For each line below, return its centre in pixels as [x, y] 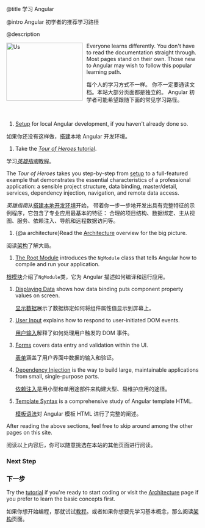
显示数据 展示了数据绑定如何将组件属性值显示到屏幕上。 [85, 308]
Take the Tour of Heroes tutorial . [56, 149]
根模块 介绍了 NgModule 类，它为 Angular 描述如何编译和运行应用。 [88, 277]
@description [23, 34]
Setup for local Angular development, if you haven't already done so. [102, 124]
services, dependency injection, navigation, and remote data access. [93, 193]
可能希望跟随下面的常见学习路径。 [140, 100]
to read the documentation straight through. [141, 52]
